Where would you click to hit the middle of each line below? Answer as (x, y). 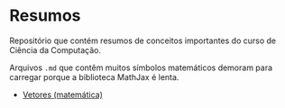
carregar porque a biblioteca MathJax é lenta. (94, 76)
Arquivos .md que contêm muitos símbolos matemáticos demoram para (141, 67)
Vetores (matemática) (63, 94)
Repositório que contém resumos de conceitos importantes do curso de (143, 40)
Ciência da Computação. (55, 49)
